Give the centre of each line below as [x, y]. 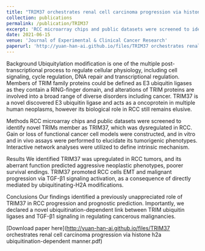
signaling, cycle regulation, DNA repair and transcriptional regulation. [93, 77]
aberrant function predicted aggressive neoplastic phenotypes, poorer [95, 165]
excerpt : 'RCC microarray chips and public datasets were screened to [98, 29]
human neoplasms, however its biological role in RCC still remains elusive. [99, 109]
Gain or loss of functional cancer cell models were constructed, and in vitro [101, 134]
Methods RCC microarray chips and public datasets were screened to [94, 121]
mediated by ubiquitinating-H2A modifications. [65, 185]
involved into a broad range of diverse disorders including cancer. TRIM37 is [102, 96]
